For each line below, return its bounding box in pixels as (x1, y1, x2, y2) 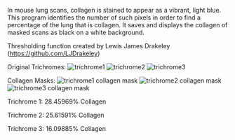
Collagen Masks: (7, 76, 56, 85)
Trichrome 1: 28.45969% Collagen (7, 97, 107, 106)
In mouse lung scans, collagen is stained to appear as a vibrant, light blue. (7, 6, 222, 14)
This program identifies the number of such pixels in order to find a (7, 13, 201, 22)
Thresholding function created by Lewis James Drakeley (7, 42, 170, 50)
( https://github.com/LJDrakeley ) (7, 49, 100, 57)
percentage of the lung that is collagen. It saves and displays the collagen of (7, 21, 228, 29)
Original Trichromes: (7, 63, 67, 71)
